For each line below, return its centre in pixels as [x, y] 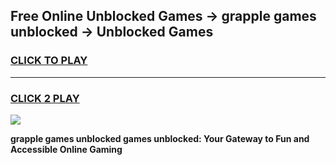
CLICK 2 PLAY [45, 98]
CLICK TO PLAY [49, 61]
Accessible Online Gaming [66, 149]
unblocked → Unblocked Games [112, 32]
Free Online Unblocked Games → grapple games [163, 16]
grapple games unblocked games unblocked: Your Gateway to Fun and [160, 138]
